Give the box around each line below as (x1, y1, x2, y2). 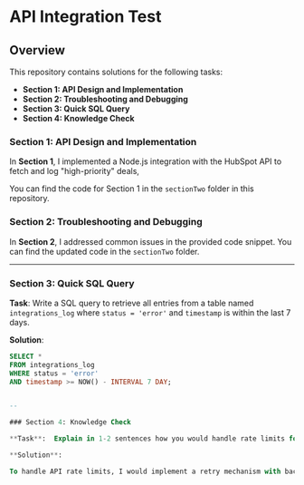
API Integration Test (9, 6, 162, 27)
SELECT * (9, 352, 43, 361)
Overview (9, 43, 66, 58)
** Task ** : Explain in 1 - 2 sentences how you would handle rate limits (9, 434, 285, 443)
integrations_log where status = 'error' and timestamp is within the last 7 (9, 306, 291, 318)
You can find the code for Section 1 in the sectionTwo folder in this (9, 183, 255, 194)
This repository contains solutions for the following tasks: (9, 66, 223, 77)
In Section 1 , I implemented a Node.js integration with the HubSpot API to (9, 156, 282, 167)
